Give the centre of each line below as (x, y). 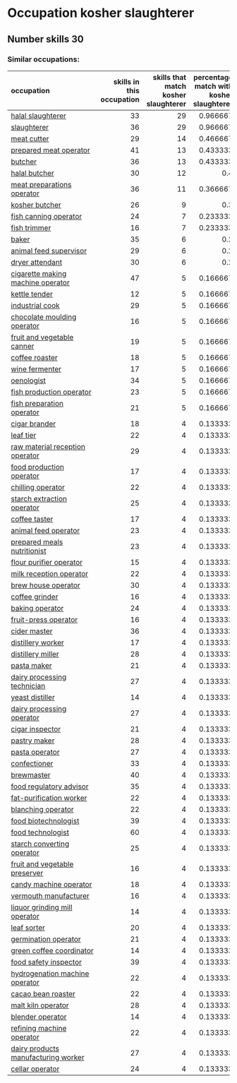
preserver (27, 873)
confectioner (32, 763)
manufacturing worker (48, 1057)
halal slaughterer (39, 116)
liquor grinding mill (42, 907)
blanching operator (42, 809)
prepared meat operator (50, 150)
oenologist (28, 381)
